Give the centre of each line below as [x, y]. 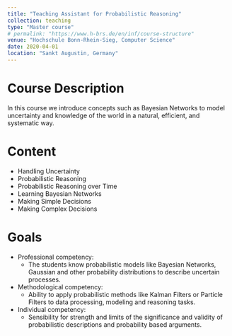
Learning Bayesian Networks [59, 193]
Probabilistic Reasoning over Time [67, 186]
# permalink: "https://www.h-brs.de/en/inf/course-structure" [101, 34]
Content [32, 151]
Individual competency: [52, 309]
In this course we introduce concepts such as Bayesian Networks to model [116, 108]
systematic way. [31, 123]
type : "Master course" [41, 27]
